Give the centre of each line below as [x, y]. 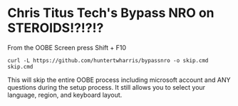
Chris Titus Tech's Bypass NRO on [111, 13]
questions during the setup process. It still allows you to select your [106, 87]
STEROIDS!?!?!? [56, 28]
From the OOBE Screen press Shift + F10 [67, 47]
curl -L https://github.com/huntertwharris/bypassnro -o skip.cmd [108, 60]
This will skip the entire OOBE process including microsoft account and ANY [119, 80]
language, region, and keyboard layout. [65, 95]
